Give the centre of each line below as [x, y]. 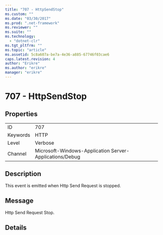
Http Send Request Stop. [30, 212]
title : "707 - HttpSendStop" [34, 9]
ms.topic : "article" [26, 50]
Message [19, 201]
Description [23, 174]
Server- [120, 150]
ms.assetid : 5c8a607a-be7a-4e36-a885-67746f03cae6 [57, 54]
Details [16, 228]
